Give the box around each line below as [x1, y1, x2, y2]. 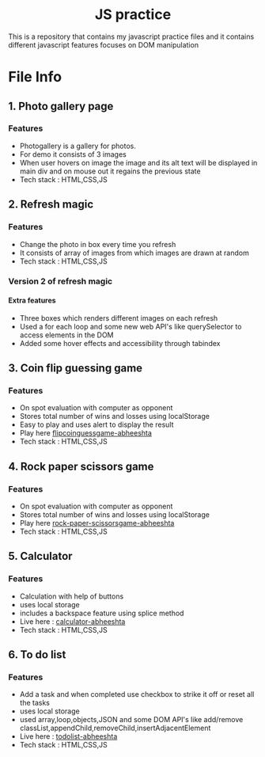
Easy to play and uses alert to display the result [19, 420, 174, 429]
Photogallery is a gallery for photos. [19, 141, 137, 150]
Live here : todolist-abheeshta [19, 732, 118, 741]
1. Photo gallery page [8, 99, 114, 112]
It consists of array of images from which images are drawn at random [19, 248, 249, 257]
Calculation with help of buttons [19, 592, 124, 601]
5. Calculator [8, 550, 73, 563]
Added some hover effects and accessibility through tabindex [19, 338, 221, 348]
